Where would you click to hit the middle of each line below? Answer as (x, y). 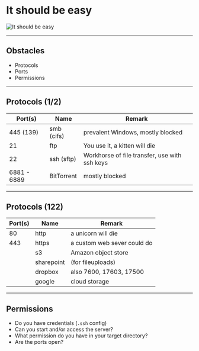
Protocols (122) (35, 207)
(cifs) (57, 136)
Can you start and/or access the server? (64, 330)
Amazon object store (99, 253)
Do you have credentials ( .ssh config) (61, 323)
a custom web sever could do (112, 243)
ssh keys (96, 162)
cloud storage (90, 282)
